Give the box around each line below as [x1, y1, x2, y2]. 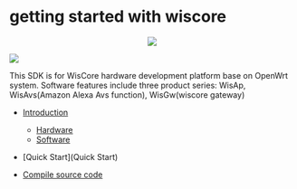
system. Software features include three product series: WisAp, [9, 80, 246, 90]
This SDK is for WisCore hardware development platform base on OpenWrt [9, 70, 288, 80]
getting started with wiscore [9, 6, 227, 27]
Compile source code [22, 169, 103, 180]
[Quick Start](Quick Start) [22, 151, 119, 162]
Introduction [22, 107, 69, 118]
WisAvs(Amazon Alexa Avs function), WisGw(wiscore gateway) [9, 89, 245, 100]
